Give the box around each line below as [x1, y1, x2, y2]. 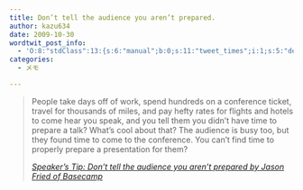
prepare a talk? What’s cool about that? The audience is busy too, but [31, 124, 289, 135]
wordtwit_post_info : [9, 38, 87, 48]
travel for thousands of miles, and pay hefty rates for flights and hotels [31, 105, 294, 116]
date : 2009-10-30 [9, 30, 75, 39]
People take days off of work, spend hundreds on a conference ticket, [31, 95, 292, 106]
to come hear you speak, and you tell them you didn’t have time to [31, 114, 278, 126]
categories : [9, 55, 54, 64]
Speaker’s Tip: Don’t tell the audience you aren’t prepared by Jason [31, 161, 285, 172]
